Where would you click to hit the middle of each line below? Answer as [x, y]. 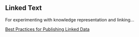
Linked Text [24, 8]
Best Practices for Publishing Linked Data [47, 29]
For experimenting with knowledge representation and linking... [70, 19]
